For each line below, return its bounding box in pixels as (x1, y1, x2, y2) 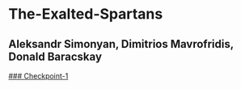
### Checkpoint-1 (8, 71, 69, 81)
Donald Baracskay (8, 49, 103, 63)
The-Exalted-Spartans (8, 5, 163, 23)
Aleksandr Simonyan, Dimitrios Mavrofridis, (8, 37, 235, 51)
